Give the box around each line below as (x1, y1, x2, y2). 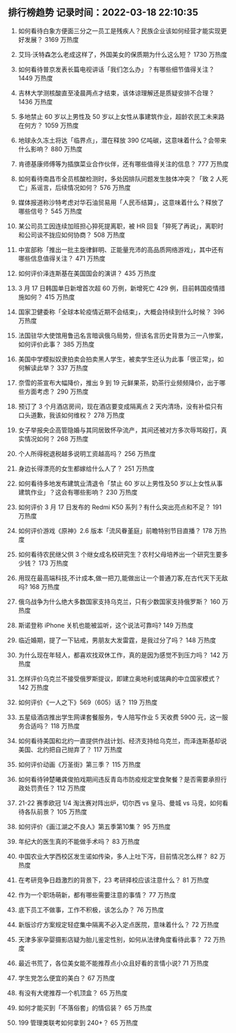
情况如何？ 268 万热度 (24, 434, 89, 443)
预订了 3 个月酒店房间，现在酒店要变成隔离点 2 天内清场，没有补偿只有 (18, 402, 223, 410)
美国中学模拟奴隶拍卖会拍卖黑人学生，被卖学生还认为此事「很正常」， (18, 354, 218, 363)
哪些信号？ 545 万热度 (18, 207, 83, 215)
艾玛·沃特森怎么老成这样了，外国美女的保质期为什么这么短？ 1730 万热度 (18, 50, 228, 58)
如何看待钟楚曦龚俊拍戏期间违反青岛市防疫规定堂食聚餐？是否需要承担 (18, 775, 221, 783)
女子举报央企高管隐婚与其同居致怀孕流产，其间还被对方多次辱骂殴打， (18, 426, 221, 434)
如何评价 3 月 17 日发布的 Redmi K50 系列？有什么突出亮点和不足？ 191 (18, 503, 222, 511)
